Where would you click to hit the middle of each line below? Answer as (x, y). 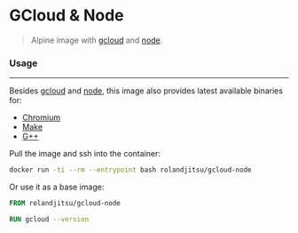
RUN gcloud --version (49, 219)
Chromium (41, 117)
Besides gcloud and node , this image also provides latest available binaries (146, 91)
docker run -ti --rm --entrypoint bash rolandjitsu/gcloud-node (130, 170)
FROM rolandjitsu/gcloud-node (65, 204)
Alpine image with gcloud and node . (97, 40)
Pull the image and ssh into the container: (85, 154)
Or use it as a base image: (57, 187)
